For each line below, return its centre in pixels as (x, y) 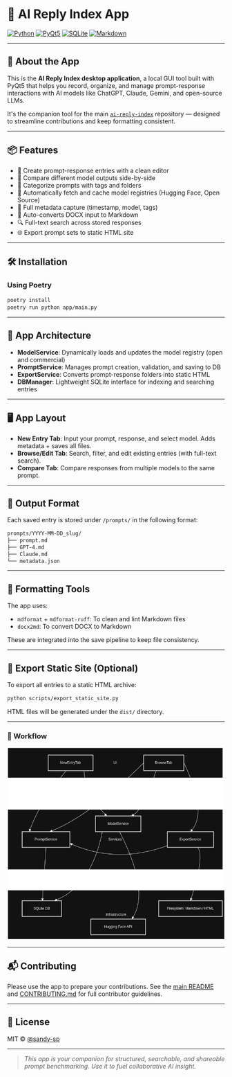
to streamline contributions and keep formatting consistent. (91, 121)
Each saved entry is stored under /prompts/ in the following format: (103, 520)
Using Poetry (29, 285)
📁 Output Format (43, 504)
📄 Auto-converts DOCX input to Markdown (78, 215)
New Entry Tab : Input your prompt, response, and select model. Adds (116, 438)
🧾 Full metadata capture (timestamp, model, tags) (87, 207)
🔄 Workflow (27, 736)
